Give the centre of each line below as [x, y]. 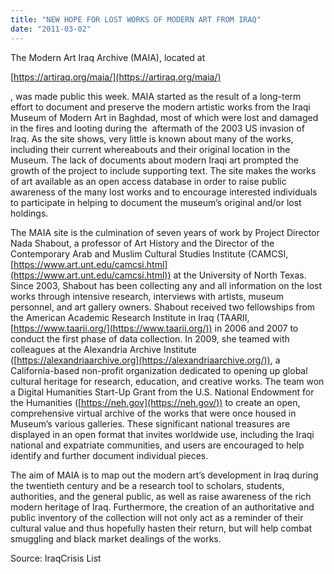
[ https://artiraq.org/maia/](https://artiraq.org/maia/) [116, 77]
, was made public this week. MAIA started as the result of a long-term [156, 96]
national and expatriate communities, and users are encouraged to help [157, 445]
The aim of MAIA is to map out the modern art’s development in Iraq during [164, 475]
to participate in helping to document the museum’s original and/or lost [156, 202]
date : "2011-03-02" [51, 29]
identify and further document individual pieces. [109, 455]
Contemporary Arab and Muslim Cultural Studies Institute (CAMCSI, [149, 253]
